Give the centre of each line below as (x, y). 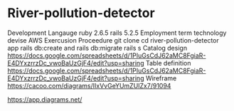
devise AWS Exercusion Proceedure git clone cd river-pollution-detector (113, 40)
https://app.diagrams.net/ (45, 99)
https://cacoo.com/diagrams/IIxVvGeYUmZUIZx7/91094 (89, 85)
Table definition (168, 63)
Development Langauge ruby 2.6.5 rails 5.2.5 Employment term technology (117, 33)
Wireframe (161, 78)
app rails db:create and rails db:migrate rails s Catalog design (97, 48)
